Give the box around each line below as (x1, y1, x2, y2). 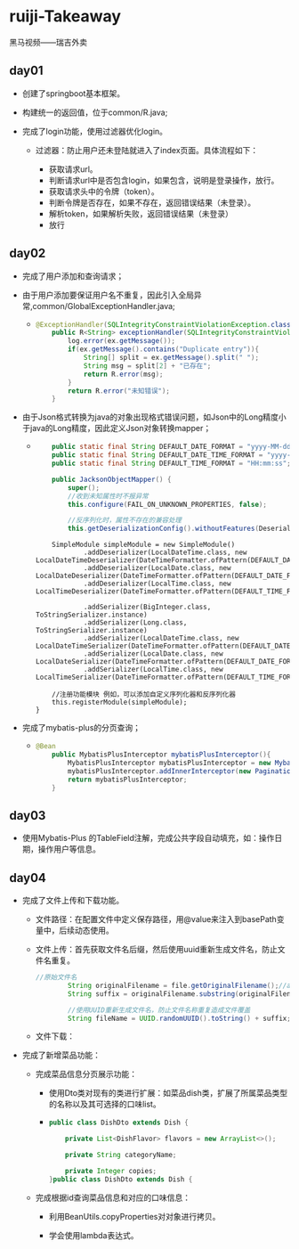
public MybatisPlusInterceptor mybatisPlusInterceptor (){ (52, 750, 271, 759)
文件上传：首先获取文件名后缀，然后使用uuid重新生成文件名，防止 (35, 944, 279, 955)
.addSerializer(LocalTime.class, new (83, 665, 224, 674)
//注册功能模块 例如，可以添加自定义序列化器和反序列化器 (52, 690, 236, 699)
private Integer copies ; (65, 1167, 158, 1176)
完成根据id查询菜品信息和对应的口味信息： (35, 1192, 191, 1203)
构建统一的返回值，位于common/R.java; (21, 107, 168, 118)
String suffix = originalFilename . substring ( (67, 989, 239, 999)
